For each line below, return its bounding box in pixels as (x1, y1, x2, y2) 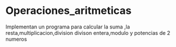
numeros (5, 35, 27, 42)
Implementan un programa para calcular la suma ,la (5, 23, 130, 30)
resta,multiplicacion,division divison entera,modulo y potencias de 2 (5, 29, 171, 36)
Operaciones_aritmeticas (5, 4, 132, 17)
